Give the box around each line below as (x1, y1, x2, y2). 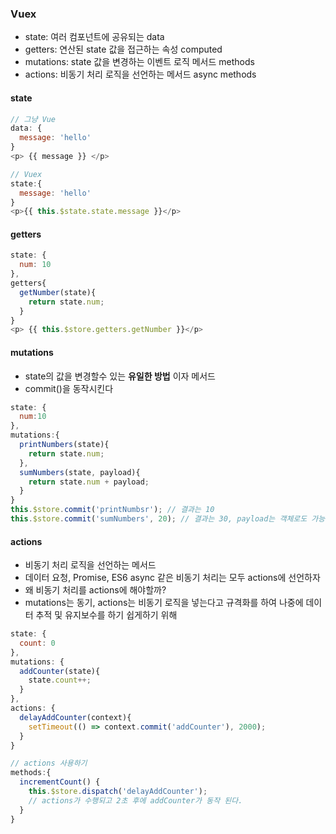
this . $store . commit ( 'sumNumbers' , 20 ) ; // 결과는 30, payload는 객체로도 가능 (10, 514, 326, 524)
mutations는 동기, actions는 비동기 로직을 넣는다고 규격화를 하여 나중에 (24, 597, 304, 609)
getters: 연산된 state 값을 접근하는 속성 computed (24, 43, 223, 56)
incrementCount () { (19, 777, 101, 787)
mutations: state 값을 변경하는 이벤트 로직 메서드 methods (24, 56, 255, 68)
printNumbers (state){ (19, 440, 110, 450)
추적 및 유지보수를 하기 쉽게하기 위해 (35, 609, 178, 621)
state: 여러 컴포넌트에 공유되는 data (24, 31, 165, 43)
